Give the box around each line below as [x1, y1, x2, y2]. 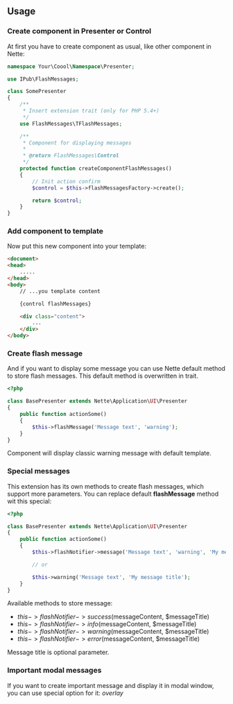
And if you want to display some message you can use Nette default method [7, 364, 225, 373]
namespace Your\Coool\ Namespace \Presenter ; [7, 62, 135, 70]
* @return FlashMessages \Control [22, 152, 119, 159]
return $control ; [32, 197, 82, 204]
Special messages [7, 467, 71, 476]
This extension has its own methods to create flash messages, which [7, 482, 205, 490]
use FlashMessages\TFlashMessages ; [19, 120, 123, 127]
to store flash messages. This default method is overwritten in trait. [7, 371, 199, 380]
